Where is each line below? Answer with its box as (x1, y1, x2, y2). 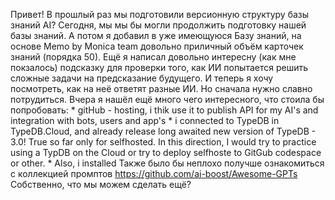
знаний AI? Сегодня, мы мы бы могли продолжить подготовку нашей (10, 19, 307, 31)
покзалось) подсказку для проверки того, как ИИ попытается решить (10, 62, 309, 73)
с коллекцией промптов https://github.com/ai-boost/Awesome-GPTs (10, 168, 298, 179)
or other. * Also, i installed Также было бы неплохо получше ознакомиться (10, 157, 325, 169)
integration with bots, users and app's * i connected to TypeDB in (10, 115, 280, 126)
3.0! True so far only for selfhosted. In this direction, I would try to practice (10, 136, 317, 148)
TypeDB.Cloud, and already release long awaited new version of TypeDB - (10, 125, 317, 137)
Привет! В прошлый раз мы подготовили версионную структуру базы (10, 9, 310, 20)
